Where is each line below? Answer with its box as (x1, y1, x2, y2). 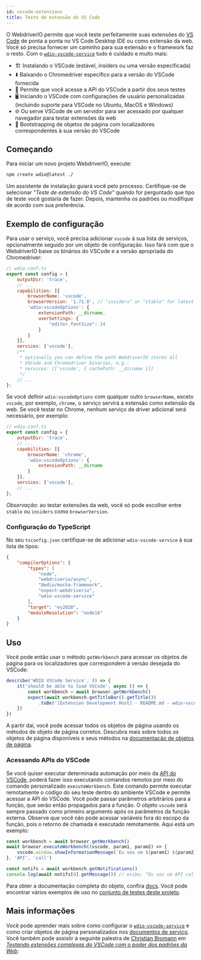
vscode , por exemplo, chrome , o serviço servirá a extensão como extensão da (6, 399, 195, 407)
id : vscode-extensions (6, 8, 63, 15)
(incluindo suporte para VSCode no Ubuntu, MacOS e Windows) (14, 101, 173, 108)
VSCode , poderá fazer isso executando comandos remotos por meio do (6, 776, 184, 783)
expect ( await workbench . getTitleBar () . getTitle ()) (28, 694, 157, 700)
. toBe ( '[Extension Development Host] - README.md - (38, 700, 170, 706)
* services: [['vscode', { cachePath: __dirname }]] (19, 366, 154, 372)
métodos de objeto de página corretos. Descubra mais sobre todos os (6, 728, 179, 736)
